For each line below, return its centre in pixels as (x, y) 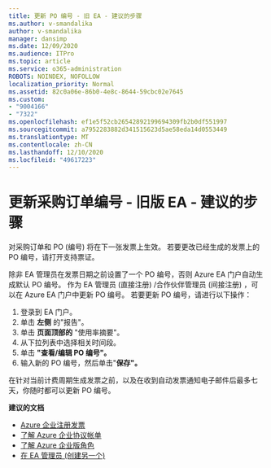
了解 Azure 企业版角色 (57, 445)
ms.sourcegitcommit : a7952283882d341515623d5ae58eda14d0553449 (118, 129)
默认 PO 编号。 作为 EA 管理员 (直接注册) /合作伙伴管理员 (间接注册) (129, 285)
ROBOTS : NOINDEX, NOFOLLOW (54, 77)
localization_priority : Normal (61, 84)
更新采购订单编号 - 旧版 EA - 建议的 (126, 202)
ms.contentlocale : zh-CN (50, 144)
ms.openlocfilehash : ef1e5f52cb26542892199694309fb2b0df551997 (118, 122)
